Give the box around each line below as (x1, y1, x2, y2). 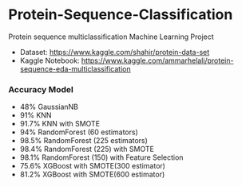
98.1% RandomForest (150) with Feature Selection (19, 153, 184, 162)
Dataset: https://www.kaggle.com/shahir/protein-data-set (19, 47, 210, 56)
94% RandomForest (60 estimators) (19, 127, 138, 137)
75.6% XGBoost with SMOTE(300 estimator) (19, 161, 166, 171)
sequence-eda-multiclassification (19, 64, 132, 73)
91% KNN (19, 110, 52, 120)
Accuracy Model (8, 83, 74, 95)
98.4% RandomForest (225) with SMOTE (19, 145, 154, 154)
